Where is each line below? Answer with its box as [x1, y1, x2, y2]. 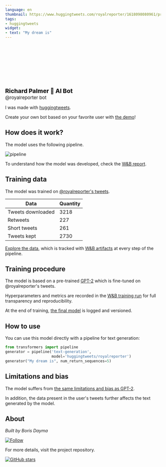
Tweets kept [7, 232, 36, 239]
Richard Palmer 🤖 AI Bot [5, 87, 73, 95]
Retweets [7, 216, 30, 223]
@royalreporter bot [5, 95, 47, 101]
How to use [5, 322, 41, 330]
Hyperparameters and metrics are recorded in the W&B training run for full [5, 293, 157, 299]
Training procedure [5, 265, 66, 273]
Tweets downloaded [7, 208, 55, 215]
